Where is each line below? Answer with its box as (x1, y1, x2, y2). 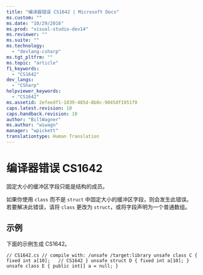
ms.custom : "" (6, 15, 43, 21)
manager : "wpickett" (6, 128, 59, 134)
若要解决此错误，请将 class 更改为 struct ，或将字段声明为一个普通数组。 (6, 203, 191, 211)
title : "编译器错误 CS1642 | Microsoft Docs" (6, 9, 119, 15)
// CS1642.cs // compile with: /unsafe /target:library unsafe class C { (6, 252, 198, 259)
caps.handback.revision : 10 (6, 111, 78, 117)
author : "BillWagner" (6, 116, 62, 122)
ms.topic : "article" (6, 60, 59, 66)
